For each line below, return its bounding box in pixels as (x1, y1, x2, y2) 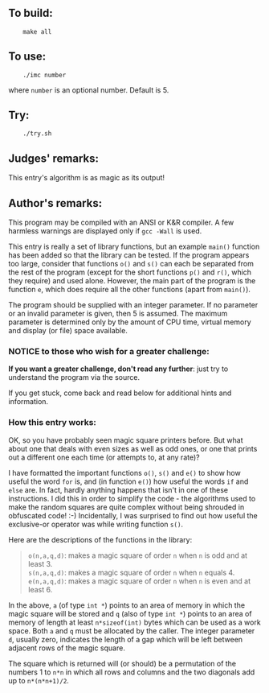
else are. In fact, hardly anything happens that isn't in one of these (8, 485, 229, 494)
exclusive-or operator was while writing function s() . (8, 519, 183, 529)
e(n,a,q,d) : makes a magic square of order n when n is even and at (27, 575, 251, 586)
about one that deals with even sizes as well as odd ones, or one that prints (8, 443, 258, 453)
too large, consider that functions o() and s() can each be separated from (8, 259, 255, 269)
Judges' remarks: (8, 151, 99, 165)
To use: (8, 50, 47, 64)
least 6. (27, 584, 53, 594)
